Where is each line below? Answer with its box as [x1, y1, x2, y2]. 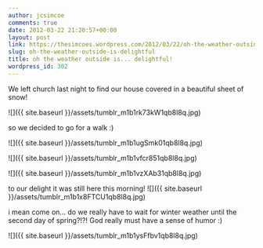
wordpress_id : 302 [8, 63, 68, 71]
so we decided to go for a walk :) [8, 122, 114, 132]
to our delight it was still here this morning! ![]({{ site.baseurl [8, 184, 202, 193]
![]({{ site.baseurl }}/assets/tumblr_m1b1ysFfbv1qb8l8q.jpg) [8, 231, 198, 240]
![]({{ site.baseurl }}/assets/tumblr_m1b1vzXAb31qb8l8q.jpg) [8, 168, 202, 177]
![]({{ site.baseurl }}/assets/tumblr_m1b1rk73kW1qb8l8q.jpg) [8, 108, 201, 117]
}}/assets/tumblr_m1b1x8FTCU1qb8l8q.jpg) [8, 191, 146, 201]
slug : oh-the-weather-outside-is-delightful [8, 48, 156, 56]
